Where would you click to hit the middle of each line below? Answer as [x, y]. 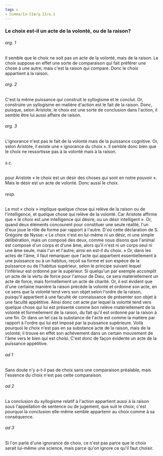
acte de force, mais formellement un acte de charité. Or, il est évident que [79, 282]
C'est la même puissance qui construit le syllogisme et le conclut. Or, [74, 99]
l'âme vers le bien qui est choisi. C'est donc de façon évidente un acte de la [81, 338]
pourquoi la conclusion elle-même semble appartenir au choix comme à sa [80, 411]
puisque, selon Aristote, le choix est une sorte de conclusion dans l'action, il [81, 109]
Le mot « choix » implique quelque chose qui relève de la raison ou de [75, 209]
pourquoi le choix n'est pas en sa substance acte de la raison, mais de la [78, 328]
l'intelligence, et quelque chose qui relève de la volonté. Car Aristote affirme [81, 214]
